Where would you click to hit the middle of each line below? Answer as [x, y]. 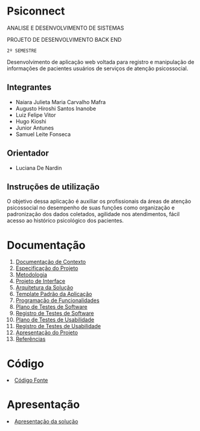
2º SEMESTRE [22, 51]
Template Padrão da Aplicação [54, 294]
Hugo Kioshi [31, 121]
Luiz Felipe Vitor [36, 115]
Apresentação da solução [47, 421]
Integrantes [29, 87]
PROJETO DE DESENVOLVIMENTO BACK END [64, 39]
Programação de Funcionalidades [57, 300]
